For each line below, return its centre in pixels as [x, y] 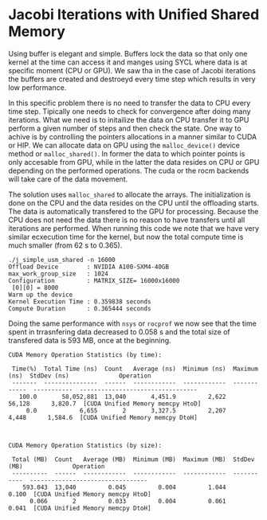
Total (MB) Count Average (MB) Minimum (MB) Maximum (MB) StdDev [133, 459]
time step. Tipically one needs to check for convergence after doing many [130, 111]
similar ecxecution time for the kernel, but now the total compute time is [126, 237]
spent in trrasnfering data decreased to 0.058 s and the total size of [120, 331]
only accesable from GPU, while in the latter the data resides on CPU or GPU [134, 162]
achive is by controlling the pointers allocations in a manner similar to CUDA [133, 136]
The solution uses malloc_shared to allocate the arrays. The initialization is [130, 194]
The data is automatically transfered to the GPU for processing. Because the [133, 211]
